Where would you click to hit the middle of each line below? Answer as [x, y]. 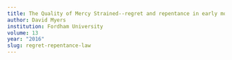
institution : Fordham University [55, 26]
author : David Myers [37, 20]
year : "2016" [26, 39]
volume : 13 [23, 33]
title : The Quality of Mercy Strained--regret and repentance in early [112, 13]
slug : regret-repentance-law [49, 46]
